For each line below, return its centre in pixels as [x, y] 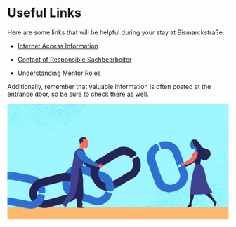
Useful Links [45, 13]
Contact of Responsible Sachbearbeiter [74, 59]
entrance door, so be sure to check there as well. [78, 94]
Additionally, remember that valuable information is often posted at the [109, 86]
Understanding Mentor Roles [59, 73]
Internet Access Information [58, 46]
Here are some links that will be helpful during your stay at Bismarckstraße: [116, 32]
